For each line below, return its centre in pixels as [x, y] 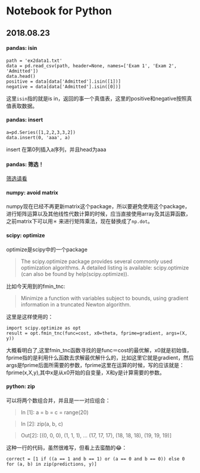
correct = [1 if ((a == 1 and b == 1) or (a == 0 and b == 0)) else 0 [96, 459]
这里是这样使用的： [30, 317]
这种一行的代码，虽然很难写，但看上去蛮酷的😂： [67, 447]
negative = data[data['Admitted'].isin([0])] [63, 87]
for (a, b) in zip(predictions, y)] [51, 464]
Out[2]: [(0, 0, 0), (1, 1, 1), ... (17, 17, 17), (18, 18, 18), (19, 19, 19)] [96, 435]
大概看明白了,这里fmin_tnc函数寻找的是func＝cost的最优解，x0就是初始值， [99, 350]
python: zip [21, 386]
